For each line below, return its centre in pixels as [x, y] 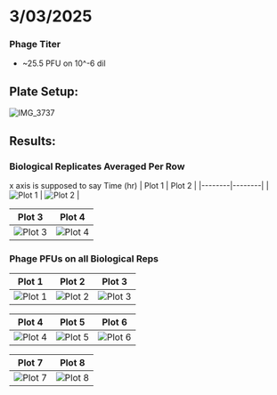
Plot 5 [72, 322]
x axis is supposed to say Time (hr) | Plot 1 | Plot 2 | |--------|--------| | [139, 185]
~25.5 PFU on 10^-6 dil [64, 63]
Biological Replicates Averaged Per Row [97, 166]
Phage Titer [35, 44]
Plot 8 [72, 363]
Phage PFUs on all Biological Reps [84, 258]
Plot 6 [114, 322]
